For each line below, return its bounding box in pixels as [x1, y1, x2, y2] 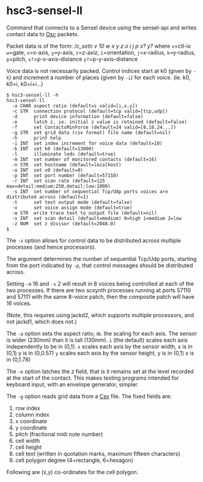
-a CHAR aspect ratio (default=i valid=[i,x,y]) [12, 102, 138, 109]
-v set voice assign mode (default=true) [12, 205, 133, 211]
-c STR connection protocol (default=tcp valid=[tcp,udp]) [12, 108, 168, 114]
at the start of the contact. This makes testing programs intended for [6, 374, 179, 382]
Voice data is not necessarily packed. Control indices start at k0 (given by [6, 67, 192, 74]
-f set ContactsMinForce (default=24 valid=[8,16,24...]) [12, 124, 176, 130]
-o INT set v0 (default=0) [12, 167, 84, 173]
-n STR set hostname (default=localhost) [12, 162, 122, 168]
